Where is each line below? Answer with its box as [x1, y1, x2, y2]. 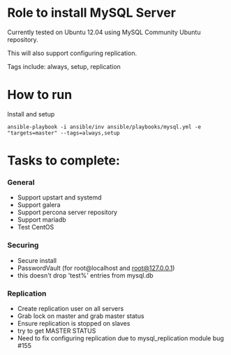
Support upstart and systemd [17, 193, 103, 202]
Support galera [17, 201, 61, 209]
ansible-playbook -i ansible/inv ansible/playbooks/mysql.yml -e [7, 123, 201, 130]
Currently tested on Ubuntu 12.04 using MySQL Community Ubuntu [7, 28, 201, 36]
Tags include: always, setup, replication [7, 62, 121, 70]
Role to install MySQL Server [7, 5, 177, 21]
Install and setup [7, 109, 55, 118]
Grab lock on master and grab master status [17, 312, 144, 320]
